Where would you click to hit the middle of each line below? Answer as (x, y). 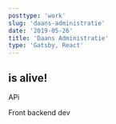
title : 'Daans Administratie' (59, 38)
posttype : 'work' (37, 16)
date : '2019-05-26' (41, 30)
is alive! (28, 78)
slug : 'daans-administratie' (57, 23)
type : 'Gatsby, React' (46, 46)
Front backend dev (39, 112)
